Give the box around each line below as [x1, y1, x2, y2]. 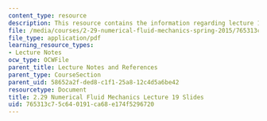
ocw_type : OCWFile [8, 57, 69, 64]
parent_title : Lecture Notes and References [8, 64, 158, 72]
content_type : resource [8, 11, 87, 20]
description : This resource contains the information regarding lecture [8, 19, 254, 27]
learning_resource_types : [8, 41, 94, 49]
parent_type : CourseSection [8, 71, 102, 79]
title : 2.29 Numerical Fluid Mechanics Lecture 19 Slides [8, 93, 204, 101]
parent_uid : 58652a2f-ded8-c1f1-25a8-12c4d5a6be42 [8, 78, 180, 86]
